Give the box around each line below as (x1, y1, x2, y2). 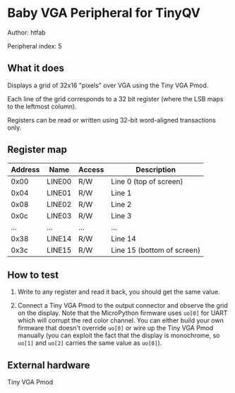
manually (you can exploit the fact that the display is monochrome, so (17, 331, 220, 339)
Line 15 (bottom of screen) (110, 245, 201, 255)
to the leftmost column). (7, 102, 77, 111)
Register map (7, 144, 67, 156)
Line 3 (110, 211, 132, 220)
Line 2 (110, 199, 132, 209)
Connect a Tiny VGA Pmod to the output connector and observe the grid (17, 301, 228, 310)
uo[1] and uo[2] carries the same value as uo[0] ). (17, 339, 162, 347)
